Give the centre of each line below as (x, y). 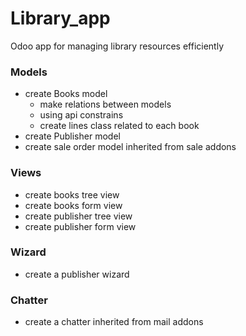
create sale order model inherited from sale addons (130, 147)
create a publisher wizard (77, 274)
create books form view (73, 205)
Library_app (60, 18)
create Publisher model (72, 136)
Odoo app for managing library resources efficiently (117, 46)
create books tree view (72, 194)
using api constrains (81, 115)
